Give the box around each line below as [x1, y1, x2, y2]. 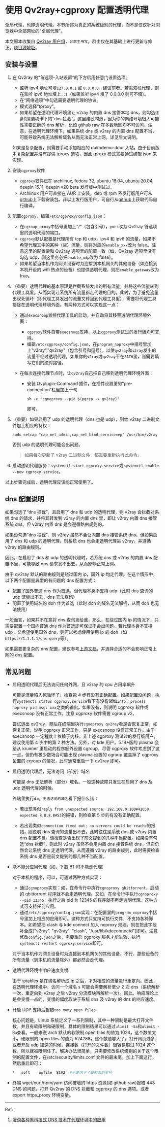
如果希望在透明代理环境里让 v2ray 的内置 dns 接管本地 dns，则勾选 [19, 109, 156, 115]
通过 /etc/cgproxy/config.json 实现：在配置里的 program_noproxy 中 [19, 910, 153, 916]
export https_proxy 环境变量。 [12, 1092, 74, 1098]
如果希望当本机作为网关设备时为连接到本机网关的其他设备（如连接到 [19, 260, 158, 266]
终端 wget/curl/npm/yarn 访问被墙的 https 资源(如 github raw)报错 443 [12, 1080, 155, 1086]
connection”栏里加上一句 [27, 386, 78, 392]
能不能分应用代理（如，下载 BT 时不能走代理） [12, 864, 107, 870]
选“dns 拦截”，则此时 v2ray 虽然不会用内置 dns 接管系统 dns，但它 [19, 841, 155, 847]
